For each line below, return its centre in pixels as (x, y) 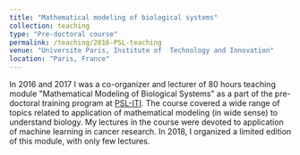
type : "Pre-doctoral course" (64, 34)
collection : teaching (50, 26)
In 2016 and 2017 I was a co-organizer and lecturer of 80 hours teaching (142, 84)
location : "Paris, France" (60, 59)
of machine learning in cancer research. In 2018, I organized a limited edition (150, 131)
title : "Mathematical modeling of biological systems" (114, 17)
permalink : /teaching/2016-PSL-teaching (86, 42)
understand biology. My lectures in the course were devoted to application (146, 122)
